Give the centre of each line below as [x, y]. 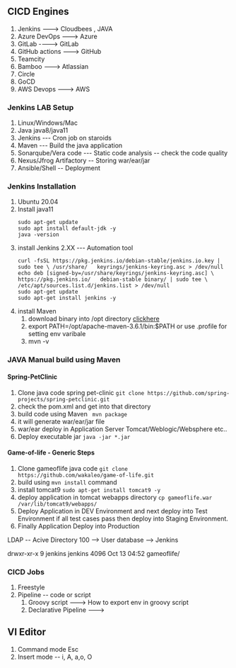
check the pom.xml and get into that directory [84, 406]
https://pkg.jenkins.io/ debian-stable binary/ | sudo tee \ [113, 279]
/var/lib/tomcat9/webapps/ [57, 504]
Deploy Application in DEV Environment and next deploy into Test [112, 511]
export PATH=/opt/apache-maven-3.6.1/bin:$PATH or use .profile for [128, 326]
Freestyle [31, 587]
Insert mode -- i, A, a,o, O [55, 657]
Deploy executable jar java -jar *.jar [74, 436]
